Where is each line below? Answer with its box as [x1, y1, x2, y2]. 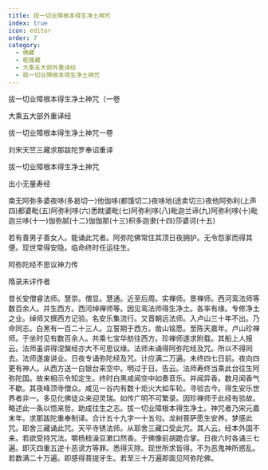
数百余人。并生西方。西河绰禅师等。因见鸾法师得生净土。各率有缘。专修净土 [8, 303, 260, 313]
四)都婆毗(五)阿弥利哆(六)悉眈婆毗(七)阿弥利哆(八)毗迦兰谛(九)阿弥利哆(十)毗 [8, 205, 258, 215]
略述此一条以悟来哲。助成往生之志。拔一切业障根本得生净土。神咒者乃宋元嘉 [8, 403, 260, 413]
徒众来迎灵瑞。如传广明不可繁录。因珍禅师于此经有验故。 [70, 393, 260, 403]
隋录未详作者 [8, 276, 50, 286]
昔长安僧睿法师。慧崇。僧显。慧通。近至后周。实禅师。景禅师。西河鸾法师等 [8, 293, 260, 303]
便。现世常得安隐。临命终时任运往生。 [8, 243, 134, 252]
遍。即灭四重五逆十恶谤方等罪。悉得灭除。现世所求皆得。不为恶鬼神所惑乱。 [8, 443, 260, 452]
